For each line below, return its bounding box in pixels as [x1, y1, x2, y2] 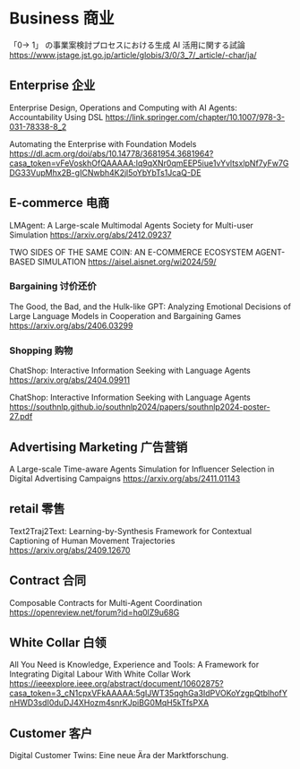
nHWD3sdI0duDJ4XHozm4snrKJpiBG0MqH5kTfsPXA [9, 697, 210, 708]
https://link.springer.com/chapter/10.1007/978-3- [105, 111, 286, 122]
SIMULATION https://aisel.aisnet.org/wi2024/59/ [37, 256, 217, 267]
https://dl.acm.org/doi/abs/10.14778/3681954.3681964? [9, 148, 214, 159]
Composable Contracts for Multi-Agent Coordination [9, 597, 203, 608]
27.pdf [9, 411, 33, 422]
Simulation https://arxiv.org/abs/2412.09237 [9, 229, 172, 240]
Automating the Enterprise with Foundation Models [9, 138, 197, 149]
